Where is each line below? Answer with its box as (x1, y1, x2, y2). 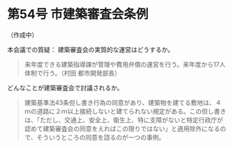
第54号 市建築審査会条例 (7, 6, 149, 22)
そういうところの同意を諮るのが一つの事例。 (36, 133, 165, 141)
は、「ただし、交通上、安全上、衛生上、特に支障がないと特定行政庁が (24, 115, 223, 124)
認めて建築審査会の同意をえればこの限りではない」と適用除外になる (24, 124, 220, 133)
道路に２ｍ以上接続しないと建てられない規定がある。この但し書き (36, 107, 227, 115)
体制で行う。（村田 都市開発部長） (24, 69, 121, 77)
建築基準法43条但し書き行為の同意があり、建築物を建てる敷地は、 (24, 98, 216, 106)
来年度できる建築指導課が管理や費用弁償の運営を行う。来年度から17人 (24, 60, 226, 68)
